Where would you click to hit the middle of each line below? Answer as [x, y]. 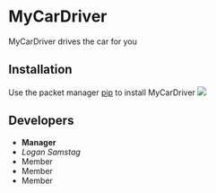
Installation [40, 70]
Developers [41, 121]
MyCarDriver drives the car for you [73, 41]
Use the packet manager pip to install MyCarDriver [102, 92]
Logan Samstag [51, 152]
